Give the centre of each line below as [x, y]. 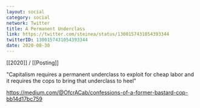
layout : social [25, 12]
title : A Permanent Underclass [46, 29]
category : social [28, 17]
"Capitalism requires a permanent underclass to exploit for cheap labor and [100, 74]
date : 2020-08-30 [28, 46]
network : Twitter [28, 23]
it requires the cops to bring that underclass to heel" [71, 81]
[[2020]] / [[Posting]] [32, 62]
